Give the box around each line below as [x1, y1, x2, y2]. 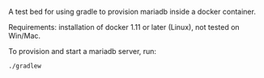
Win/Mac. [8, 31, 41, 40]
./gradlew [8, 62, 42, 70]
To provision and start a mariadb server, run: [8, 47, 156, 55]
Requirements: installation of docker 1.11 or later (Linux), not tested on [8, 23, 241, 31]
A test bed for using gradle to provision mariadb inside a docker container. [8, 7, 257, 16]
